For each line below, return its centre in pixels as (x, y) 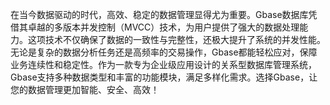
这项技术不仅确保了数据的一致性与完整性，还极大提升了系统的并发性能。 (176, 39)
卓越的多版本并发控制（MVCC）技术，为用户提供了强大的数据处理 (163, 27)
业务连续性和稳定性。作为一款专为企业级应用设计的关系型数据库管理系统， (163, 64)
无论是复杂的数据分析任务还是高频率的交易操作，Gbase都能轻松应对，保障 (164, 52)
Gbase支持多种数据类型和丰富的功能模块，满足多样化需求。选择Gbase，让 (164, 77)
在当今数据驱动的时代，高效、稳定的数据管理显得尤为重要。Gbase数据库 (159, 14)
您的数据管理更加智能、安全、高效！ (85, 89)
